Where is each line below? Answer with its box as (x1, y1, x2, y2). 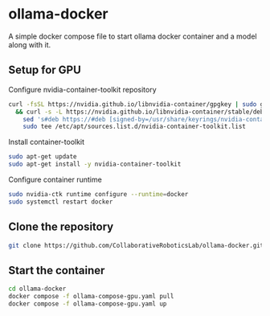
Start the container (8, 263, 105, 277)
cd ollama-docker (8, 285, 67, 293)
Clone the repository (8, 220, 114, 234)
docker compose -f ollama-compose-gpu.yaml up (8, 300, 167, 308)
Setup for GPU (8, 64, 82, 77)
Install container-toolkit (8, 137, 85, 147)
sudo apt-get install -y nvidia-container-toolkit (8, 160, 182, 169)
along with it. (8, 39, 51, 49)
